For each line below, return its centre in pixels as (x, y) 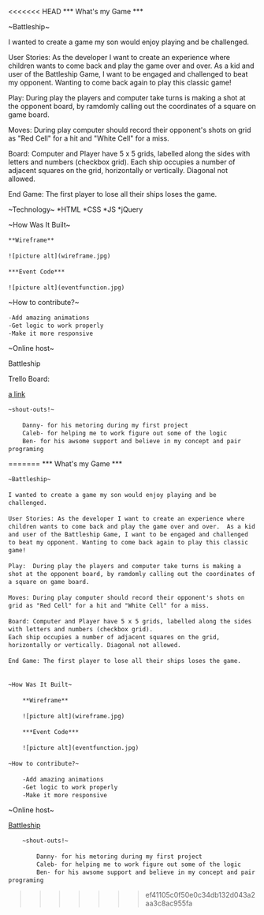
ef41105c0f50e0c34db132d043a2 (201, 895)
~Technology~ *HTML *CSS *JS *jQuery (76, 209)
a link (17, 394)
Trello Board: (29, 379)
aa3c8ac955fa (169, 903)
